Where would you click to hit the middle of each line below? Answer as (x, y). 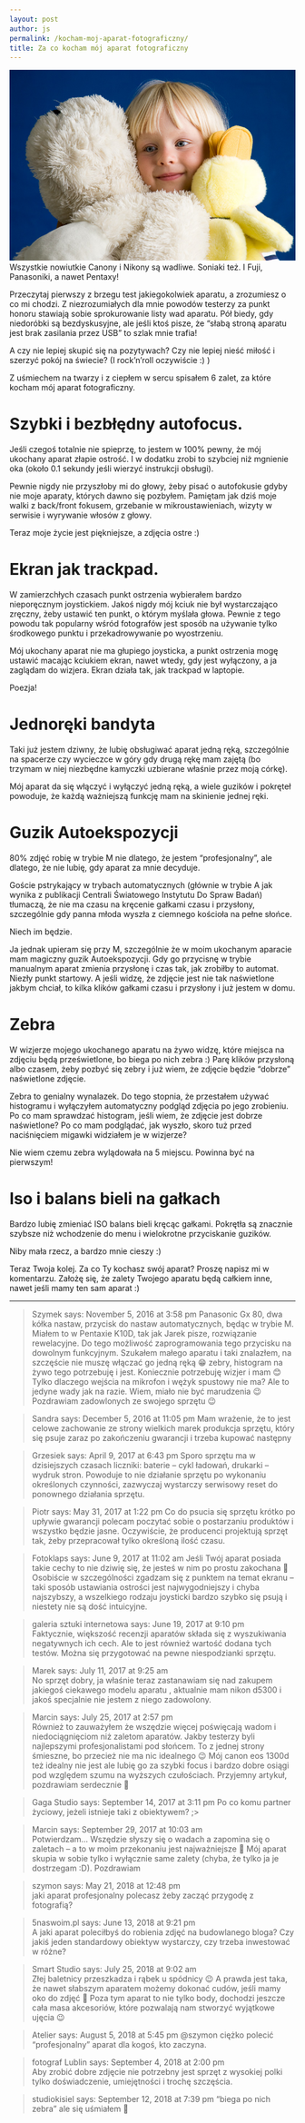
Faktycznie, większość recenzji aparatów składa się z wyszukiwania (159, 1634)
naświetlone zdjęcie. (48, 1078)
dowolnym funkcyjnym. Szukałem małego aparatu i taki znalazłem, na (162, 1352)
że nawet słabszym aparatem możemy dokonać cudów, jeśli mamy (156, 1988)
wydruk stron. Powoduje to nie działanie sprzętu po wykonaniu (149, 1475)
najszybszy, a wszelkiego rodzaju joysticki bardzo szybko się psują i (159, 1596)
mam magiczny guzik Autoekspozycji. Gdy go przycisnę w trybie (130, 959)
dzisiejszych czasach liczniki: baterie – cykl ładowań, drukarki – (150, 1465)
